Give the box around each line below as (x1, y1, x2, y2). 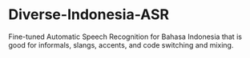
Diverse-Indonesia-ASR (8, 6, 170, 24)
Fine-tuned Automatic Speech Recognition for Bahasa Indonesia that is (8, 32, 243, 41)
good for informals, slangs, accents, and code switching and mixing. (8, 40, 234, 49)
